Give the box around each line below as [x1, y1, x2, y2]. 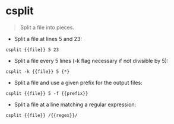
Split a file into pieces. [20, 24, 75, 31]
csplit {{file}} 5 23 [5, 46, 59, 53]
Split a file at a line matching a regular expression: [14, 101, 137, 108]
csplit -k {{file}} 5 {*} [5, 68, 69, 75]
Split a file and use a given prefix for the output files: [14, 79, 143, 86]
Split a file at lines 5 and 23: [14, 35, 83, 42]
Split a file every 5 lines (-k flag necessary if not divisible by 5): [14, 57, 169, 64]
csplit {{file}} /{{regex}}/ [5, 112, 78, 118]
